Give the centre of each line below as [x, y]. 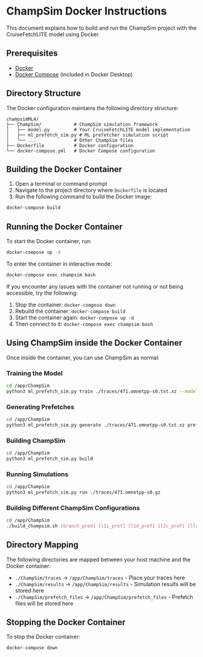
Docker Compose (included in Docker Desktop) [74, 74]
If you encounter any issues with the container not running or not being [95, 286]
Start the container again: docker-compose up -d [74, 317]
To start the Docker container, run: [49, 241]
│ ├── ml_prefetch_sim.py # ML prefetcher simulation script [88, 135]
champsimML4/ [23, 119]
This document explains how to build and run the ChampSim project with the [101, 28]
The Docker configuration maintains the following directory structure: [92, 108]
